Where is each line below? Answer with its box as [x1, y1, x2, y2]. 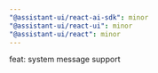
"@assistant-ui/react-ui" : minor [9, 21, 133, 30]
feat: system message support [9, 54, 121, 65]
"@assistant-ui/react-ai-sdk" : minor [9, 12, 149, 22]
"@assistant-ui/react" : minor [9, 29, 122, 38]
